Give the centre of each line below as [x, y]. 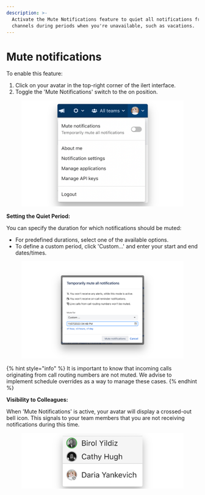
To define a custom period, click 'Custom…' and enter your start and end [106, 246]
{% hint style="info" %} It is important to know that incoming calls [89, 369]
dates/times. [31, 253]
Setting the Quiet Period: [38, 216]
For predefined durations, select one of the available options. [92, 240]
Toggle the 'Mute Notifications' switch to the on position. [86, 92]
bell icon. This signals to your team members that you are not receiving [95, 418]
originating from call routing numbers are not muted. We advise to [89, 375]
